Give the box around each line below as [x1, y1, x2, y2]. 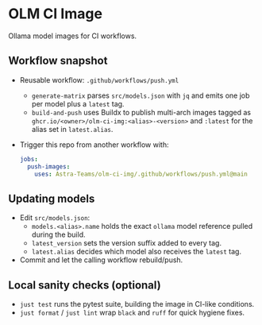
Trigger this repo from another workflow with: [19, 140, 169, 149]
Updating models [8, 192, 95, 205]
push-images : [27, 162, 71, 171]
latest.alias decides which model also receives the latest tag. [31, 247, 242, 257]
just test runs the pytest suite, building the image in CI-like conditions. [19, 300, 255, 308]
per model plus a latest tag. [31, 99, 125, 108]
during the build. [31, 230, 86, 239]
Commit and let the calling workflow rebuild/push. [19, 255, 183, 265]
